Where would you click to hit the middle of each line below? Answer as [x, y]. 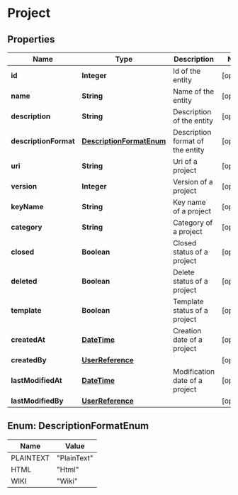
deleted [24, 281]
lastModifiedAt [36, 380]
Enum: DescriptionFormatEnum [78, 426]
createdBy [29, 360]
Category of [193, 223]
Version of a [193, 182]
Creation [187, 331]
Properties [31, 39]
